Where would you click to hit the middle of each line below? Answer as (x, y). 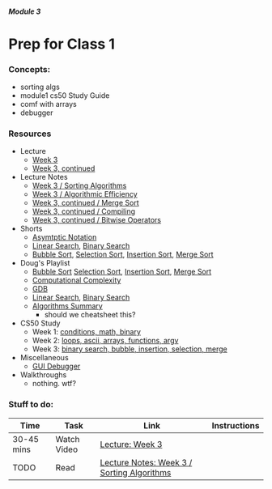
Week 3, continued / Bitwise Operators (97, 220)
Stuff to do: (31, 405)
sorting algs (40, 87)
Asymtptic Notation (64, 237)
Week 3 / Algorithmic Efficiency (85, 194)
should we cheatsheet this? (90, 315)
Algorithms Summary (67, 306)
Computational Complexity (76, 280)
